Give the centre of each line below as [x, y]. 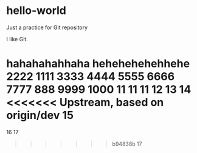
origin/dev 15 [40, 115]
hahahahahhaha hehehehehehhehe [98, 64]
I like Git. [17, 39]
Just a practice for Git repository [47, 27]
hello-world [36, 11]
